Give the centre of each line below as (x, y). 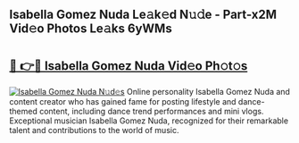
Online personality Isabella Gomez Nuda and (208, 92)
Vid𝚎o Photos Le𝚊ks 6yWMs (91, 29)
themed (24, 111)
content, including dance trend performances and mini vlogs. (151, 111)
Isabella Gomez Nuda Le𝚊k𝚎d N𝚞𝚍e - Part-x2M (143, 15)
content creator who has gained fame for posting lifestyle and (123, 101)
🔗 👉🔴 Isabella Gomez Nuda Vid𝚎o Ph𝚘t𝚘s (129, 66)
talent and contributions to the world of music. (94, 130)
